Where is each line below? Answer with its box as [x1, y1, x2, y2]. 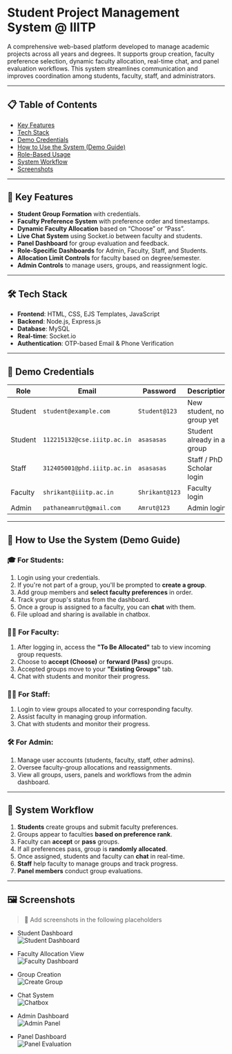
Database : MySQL [17, 324, 70, 333]
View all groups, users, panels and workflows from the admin [17, 770, 192, 779]
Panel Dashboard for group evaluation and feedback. [17, 239, 170, 247]
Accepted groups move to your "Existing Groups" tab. [17, 665, 174, 674]
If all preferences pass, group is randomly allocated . [17, 844, 168, 853]
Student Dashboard [17, 929, 73, 937]
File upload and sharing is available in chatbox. [17, 609, 151, 618]
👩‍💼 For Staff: [7, 690, 50, 699]
